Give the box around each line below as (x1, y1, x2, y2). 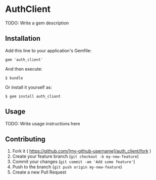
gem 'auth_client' (5, 57, 43, 62)
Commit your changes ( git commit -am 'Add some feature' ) (12, 159, 135, 165)
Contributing (5, 135, 46, 143)
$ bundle (5, 76, 23, 81)
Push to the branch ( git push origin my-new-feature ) (12, 164, 122, 170)
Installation (5, 34, 41, 43)
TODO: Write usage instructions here (5, 120, 80, 126)
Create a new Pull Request (12, 169, 67, 175)
